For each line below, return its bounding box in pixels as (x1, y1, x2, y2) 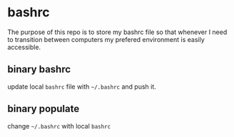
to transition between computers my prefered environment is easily (7, 35, 205, 43)
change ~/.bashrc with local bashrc (7, 121, 111, 130)
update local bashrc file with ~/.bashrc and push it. (7, 82, 157, 91)
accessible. (7, 43, 41, 51)
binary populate (7, 103, 80, 115)
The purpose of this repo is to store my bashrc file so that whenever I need (7, 28, 228, 36)
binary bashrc (7, 63, 71, 75)
